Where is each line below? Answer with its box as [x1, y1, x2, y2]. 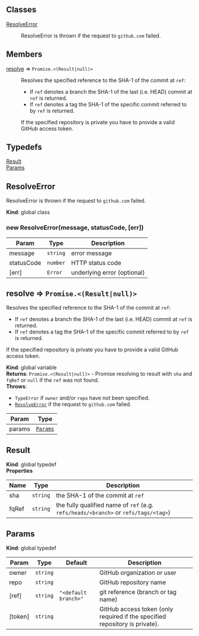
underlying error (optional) [70, 268, 145, 276]
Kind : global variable [6, 364, 57, 371]
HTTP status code [70, 259, 121, 267]
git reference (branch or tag [99, 588, 176, 596]
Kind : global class [6, 209, 50, 216]
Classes [6, 5, 37, 15]
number [47, 259, 66, 266]
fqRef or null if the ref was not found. [6, 377, 99, 384]
